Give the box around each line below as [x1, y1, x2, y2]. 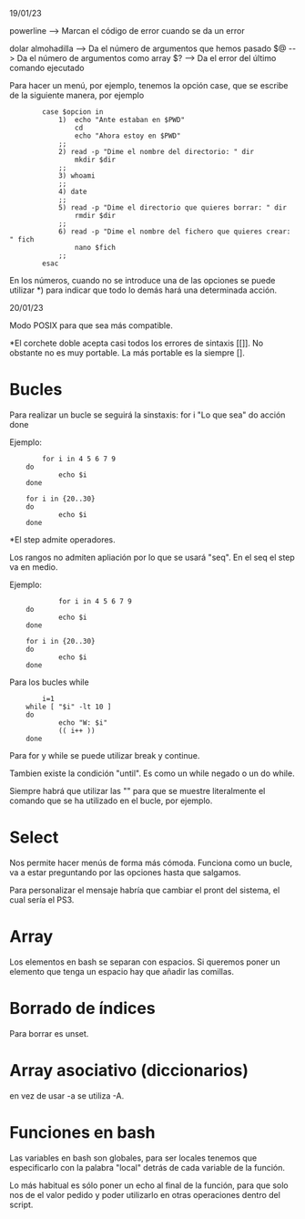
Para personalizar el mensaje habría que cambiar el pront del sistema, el [9, 884, 280, 895]
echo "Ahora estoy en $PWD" [74, 131, 181, 140]
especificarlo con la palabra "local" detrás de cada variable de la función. [9, 1162, 285, 1173]
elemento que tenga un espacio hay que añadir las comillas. [9, 966, 235, 976]
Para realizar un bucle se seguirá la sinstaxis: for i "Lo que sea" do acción [9, 409, 286, 420]
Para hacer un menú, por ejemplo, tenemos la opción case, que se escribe [9, 80, 289, 90]
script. [9, 1199, 34, 1210]
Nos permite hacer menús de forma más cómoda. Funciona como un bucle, [9, 857, 293, 868]
